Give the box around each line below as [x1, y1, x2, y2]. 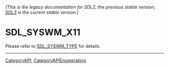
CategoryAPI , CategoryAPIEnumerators [5, 57, 87, 63]
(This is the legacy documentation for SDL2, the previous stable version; [5, 4, 155, 10]
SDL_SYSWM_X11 [5, 26, 80, 38]
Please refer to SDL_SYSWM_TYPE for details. [5, 43, 101, 49]
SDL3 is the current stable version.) [5, 9, 79, 15]
